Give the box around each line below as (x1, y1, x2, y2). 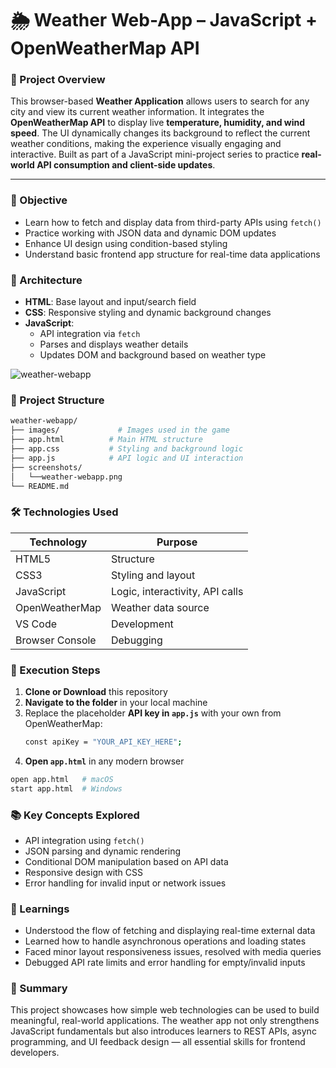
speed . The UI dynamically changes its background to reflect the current (10, 127, 311, 139)
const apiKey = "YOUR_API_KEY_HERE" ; (24, 737, 183, 747)
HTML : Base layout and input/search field (24, 296, 197, 308)
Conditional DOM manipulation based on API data (24, 855, 229, 867)
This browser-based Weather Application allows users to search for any (10, 95, 310, 107)
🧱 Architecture (10, 273, 83, 287)
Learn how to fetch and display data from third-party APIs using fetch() (24, 216, 322, 228)
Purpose (156, 535, 198, 549)
